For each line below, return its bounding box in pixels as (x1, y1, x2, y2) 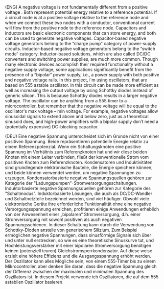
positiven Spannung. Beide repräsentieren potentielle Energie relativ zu (5, 139, 148, 144)
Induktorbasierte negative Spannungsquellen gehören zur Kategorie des (5, 186, 151, 191)
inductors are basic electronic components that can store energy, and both (5, 30, 156, 36)
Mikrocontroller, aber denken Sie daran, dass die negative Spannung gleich (5, 264, 157, 269)
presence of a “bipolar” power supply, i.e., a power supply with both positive (5, 72, 160, 77)
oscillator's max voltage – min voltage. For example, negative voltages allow (5, 108, 158, 114)
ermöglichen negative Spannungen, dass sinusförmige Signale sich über (5, 232, 152, 238)
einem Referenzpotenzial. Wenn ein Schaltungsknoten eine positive (5, 144, 141, 149)
